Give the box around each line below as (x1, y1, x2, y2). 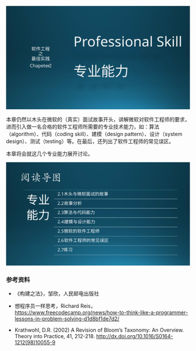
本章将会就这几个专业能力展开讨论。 (6, 150, 93, 157)
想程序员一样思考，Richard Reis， (14, 303, 96, 310)
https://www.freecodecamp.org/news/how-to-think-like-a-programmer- (14, 309, 188, 316)
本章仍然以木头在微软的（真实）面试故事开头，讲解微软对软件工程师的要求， (6, 116, 190, 123)
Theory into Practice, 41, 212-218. (14, 333, 95, 340)
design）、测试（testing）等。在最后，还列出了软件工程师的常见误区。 (6, 138, 174, 145)
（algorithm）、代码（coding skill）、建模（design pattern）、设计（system (6, 131, 183, 137)
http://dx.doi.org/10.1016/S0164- (96, 333, 173, 340)
